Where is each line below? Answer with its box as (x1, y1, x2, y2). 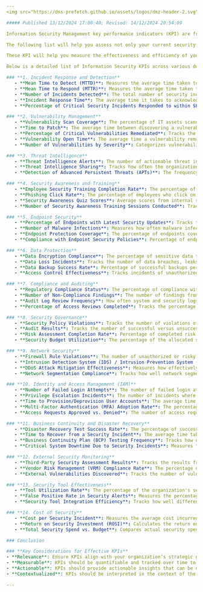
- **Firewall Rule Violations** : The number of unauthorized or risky (14, 353, 196, 359)
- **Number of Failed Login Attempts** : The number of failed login (14, 387, 190, 393)
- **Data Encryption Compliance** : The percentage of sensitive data (14, 253, 193, 259)
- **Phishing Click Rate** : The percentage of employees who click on (14, 191, 196, 198)
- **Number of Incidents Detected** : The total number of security (14, 91, 188, 98)
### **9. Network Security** (6, 348, 80, 354)
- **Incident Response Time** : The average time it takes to (14, 97, 172, 103)
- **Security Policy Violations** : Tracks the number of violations (14, 320, 190, 326)
